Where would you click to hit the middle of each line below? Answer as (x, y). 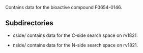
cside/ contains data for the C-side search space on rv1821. (75, 35)
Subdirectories (29, 23)
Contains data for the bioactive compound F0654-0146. (64, 7)
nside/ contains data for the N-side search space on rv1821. (75, 45)
